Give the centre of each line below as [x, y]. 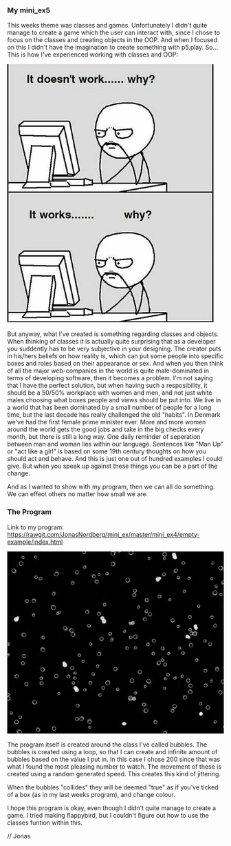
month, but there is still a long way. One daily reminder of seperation [104, 437]
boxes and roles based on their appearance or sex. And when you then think [115, 364]
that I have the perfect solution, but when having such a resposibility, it [107, 386]
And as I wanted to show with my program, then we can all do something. [111, 487]
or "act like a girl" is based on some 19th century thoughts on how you [107, 451]
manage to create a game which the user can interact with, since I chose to [114, 32]
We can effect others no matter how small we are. [78, 494]
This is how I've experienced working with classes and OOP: [93, 55]
